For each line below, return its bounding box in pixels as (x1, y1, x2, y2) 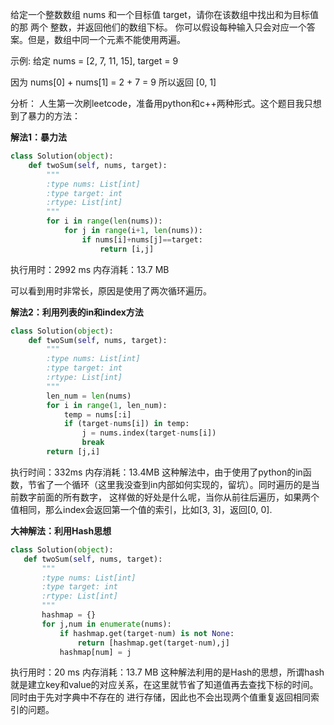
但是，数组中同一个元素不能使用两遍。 (27, 34, 186, 45)
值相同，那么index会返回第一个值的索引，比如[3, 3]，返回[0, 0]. (10, 503, 273, 515)
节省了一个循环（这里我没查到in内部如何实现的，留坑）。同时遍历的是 (27, 478, 312, 490)
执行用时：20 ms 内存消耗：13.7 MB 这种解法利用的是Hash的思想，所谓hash (10, 666, 325, 678)
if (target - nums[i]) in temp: (63, 419, 190, 429)
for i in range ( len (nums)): (46, 216, 163, 227)
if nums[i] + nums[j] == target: (81, 234, 203, 245)
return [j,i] (46, 447, 101, 457)
